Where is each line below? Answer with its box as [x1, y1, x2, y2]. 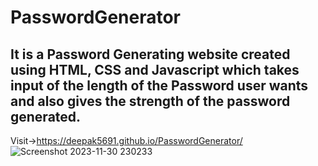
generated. [10, 108, 82, 125]
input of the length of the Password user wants [10, 77, 309, 94]
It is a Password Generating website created [10, 46, 291, 63]
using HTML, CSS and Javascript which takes [10, 61, 300, 78]
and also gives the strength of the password [10, 92, 291, 110]
